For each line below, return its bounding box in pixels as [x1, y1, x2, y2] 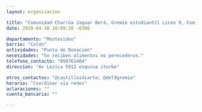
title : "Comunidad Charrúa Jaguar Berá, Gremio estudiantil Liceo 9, [6, 19, 185, 26]
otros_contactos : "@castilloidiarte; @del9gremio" [6, 74, 136, 81]
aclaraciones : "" [6, 86, 50, 92]
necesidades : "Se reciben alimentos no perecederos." [6, 53, 144, 59]
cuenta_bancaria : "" [6, 91, 58, 98]
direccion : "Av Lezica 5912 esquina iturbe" [6, 63, 120, 69]
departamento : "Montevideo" [6, 36, 77, 42]
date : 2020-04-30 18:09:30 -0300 [6, 25, 90, 31]
